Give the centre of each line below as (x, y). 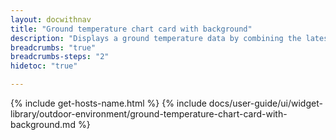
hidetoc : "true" (44, 66)
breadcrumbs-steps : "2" (60, 57)
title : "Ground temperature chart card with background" (131, 29)
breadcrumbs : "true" (53, 47)
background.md (43, 124)
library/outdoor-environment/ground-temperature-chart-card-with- (149, 114)
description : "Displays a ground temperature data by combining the (156, 38)
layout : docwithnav (51, 19)
